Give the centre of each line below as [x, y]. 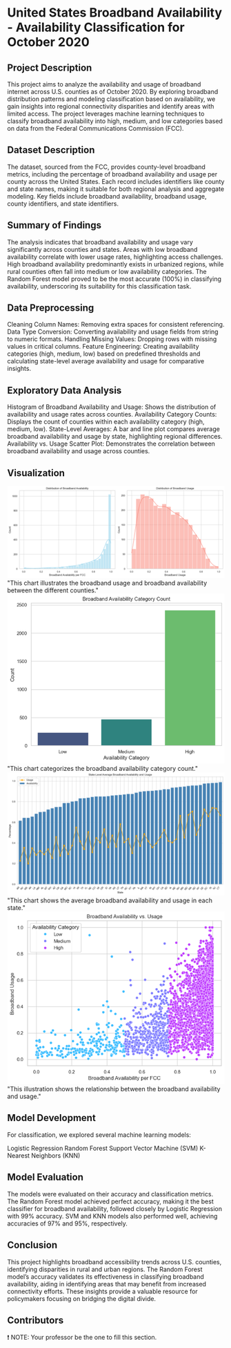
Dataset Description [51, 150]
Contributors [36, 1320]
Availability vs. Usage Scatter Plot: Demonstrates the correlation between [111, 444]
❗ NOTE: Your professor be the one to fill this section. [82, 1338]
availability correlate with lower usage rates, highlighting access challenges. [115, 257]
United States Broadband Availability [115, 13]
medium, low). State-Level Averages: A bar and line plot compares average [114, 429]
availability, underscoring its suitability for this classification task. [99, 286]
